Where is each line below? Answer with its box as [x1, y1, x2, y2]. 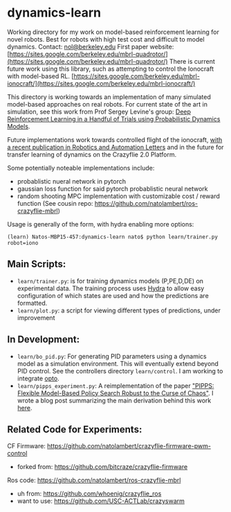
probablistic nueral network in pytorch [17, 177, 127, 185]
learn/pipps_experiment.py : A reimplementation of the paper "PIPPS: [17, 381, 214, 389]
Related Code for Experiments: [7, 423, 142, 435]
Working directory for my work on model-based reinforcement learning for [7, 28, 219, 36]
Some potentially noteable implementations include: [7, 164, 155, 172]
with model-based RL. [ [7, 71, 74, 80]
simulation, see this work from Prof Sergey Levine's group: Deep [7, 107, 192, 116]
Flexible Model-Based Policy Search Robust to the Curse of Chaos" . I [17, 389, 214, 397]
